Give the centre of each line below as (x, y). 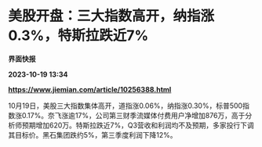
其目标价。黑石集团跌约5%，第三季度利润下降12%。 (93, 134)
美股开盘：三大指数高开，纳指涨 (111, 16)
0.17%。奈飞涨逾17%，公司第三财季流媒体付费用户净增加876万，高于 (133, 115)
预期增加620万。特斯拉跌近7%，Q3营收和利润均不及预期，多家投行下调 (138, 125)
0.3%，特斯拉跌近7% (78, 36)
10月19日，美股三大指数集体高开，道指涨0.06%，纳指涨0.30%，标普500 (126, 106)
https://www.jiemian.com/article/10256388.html (90, 89)
